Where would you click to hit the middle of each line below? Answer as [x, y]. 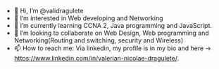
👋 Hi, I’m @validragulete [49, 11]
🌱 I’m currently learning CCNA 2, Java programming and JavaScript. [113, 25]
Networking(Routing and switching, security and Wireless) [99, 40]
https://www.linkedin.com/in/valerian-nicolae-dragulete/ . [96, 58]
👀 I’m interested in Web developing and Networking [88, 18]
